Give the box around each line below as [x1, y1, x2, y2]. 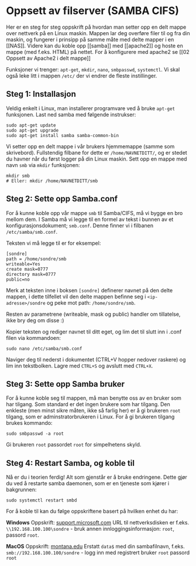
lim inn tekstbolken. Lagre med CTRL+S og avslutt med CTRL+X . [6, 362, 153, 369]
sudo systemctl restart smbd [6, 497, 77, 503]
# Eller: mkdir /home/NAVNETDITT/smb [6, 178, 98, 184]
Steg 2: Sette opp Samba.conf [6, 194, 118, 204]
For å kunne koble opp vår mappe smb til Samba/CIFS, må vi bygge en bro [6, 209, 183, 216]
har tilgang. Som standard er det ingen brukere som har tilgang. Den [6, 401, 171, 408]
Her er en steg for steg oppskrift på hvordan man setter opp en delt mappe [6, 23, 187, 30]
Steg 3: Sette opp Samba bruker [6, 379, 125, 389]
